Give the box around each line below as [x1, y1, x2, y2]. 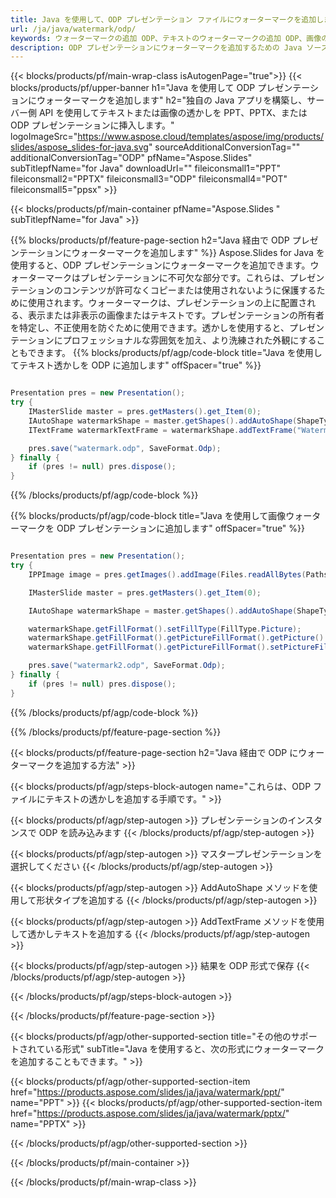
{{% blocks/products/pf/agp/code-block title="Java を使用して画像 [10, 510, 287, 522]
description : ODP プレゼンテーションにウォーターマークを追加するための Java [10, 42, 303, 53]
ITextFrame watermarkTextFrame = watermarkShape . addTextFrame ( [28, 425, 298, 435]
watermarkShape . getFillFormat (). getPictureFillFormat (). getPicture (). [28, 633, 329, 643]
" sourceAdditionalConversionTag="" [148, 141, 301, 153]
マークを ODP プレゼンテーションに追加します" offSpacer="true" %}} [18, 522, 306, 535]
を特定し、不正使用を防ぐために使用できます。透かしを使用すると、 [10, 322, 290, 334]
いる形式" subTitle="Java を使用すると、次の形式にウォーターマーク [44, 1042, 325, 1055]
